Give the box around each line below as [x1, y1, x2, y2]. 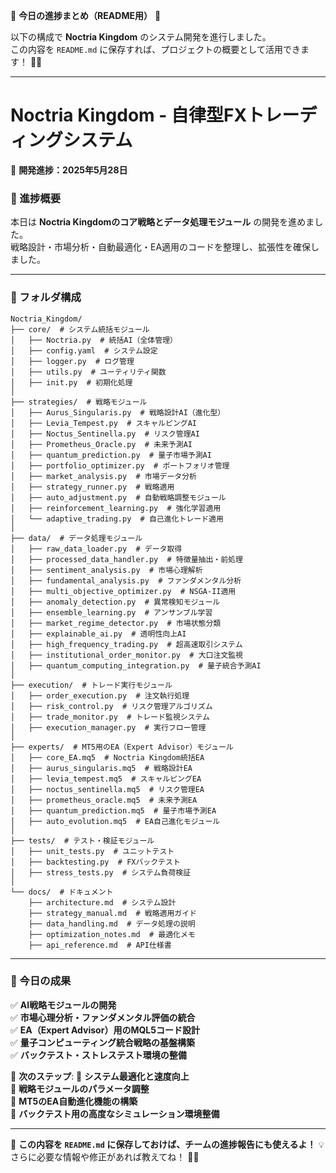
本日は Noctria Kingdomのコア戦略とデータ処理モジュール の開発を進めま [10, 216, 315, 228]
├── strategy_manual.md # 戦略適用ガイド [28, 908, 198, 918]
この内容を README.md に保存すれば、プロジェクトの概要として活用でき [10, 44, 301, 55]
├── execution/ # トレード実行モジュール [10, 680, 173, 690]
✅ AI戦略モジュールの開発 [10, 999, 117, 1011]
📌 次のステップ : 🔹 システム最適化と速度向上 [10, 1070, 190, 1082]
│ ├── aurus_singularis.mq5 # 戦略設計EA [10, 763, 193, 773]
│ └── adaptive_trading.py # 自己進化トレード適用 [10, 514, 224, 524]
